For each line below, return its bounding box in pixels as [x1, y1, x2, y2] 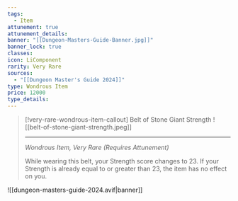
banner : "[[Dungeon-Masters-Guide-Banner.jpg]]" [7, 37, 154, 44]
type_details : [7, 96, 50, 103]
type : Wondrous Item [7, 83, 69, 90]
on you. [24, 172, 47, 180]
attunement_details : [7, 30, 69, 38]
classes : [7, 50, 33, 57]
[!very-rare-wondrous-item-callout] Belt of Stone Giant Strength [24, 115, 212, 124]
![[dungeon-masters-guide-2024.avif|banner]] [7, 185, 143, 194]
